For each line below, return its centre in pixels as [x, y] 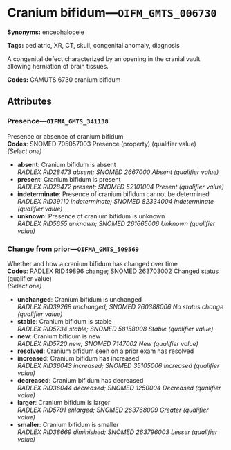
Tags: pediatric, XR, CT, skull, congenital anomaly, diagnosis [93, 45]
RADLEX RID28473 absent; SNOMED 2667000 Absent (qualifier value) [118, 172]
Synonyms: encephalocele [46, 32]
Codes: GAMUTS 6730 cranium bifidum [64, 79]
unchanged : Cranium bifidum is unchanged [80, 299]
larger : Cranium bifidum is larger [64, 402]
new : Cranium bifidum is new [59, 336]
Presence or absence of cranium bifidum [65, 136]
